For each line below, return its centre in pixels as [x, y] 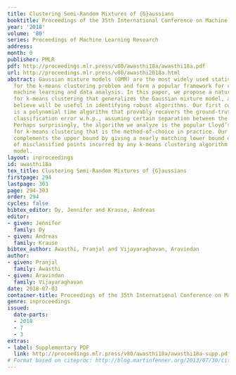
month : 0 [20, 53]
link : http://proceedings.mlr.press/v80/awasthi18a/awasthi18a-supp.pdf [122, 354]
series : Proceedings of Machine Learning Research [83, 40]
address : [20, 46]
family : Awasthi [37, 269]
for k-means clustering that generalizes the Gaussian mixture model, [119, 99]
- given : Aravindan [36, 275]
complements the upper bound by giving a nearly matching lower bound [119, 138]
